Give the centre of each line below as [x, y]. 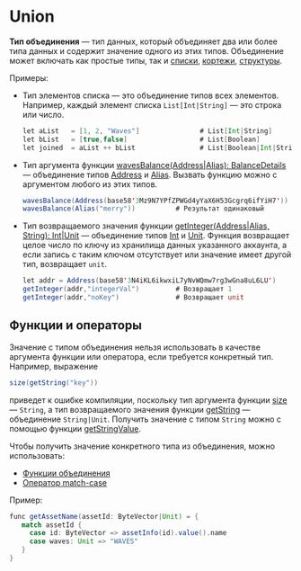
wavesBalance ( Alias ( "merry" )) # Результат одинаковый [143, 209]
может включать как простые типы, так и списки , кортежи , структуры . [146, 60]
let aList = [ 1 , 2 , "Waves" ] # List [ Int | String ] [147, 131]
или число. [43, 114]
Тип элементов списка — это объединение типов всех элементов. [150, 95]
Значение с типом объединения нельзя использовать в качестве [135, 347]
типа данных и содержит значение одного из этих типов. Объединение [147, 50]
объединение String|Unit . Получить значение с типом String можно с [145, 419]
